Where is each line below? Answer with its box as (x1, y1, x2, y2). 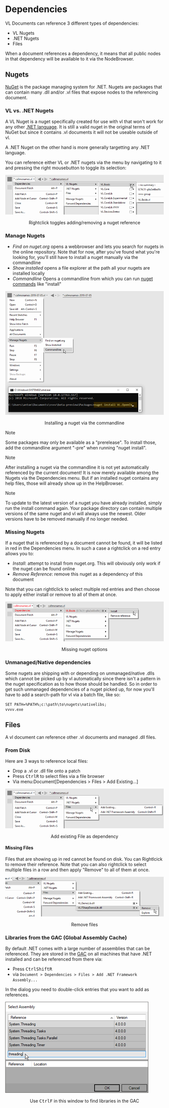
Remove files (71, 921, 98, 928)
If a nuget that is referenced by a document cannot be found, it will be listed (5, 540, 162, 546)
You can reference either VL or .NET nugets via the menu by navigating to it (5, 160, 162, 166)
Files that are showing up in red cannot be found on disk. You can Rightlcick (5, 856, 162, 862)
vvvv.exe (5, 707, 24, 712)
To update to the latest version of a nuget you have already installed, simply (5, 500, 162, 506)
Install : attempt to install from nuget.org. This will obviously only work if (12, 560, 161, 566)
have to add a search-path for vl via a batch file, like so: (5, 692, 121, 697)
